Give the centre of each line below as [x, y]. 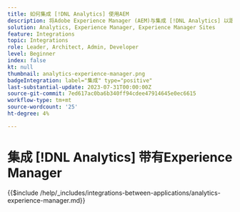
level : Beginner [31, 54]
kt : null [20, 67]
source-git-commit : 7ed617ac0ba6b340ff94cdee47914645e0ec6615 [102, 94]
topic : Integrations [38, 41]
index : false [27, 61]
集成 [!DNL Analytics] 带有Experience [120, 157]
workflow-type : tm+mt [40, 101]
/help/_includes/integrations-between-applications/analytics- [130, 193]
